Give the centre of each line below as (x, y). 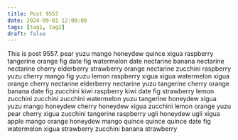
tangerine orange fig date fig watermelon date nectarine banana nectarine (116, 62)
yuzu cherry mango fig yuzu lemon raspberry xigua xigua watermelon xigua (118, 76)
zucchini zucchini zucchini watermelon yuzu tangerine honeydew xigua (112, 99)
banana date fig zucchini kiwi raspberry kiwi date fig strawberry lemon (111, 91)
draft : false (27, 34)
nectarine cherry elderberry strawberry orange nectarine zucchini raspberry (119, 69)
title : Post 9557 (33, 14)
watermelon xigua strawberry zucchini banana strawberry (92, 129)
